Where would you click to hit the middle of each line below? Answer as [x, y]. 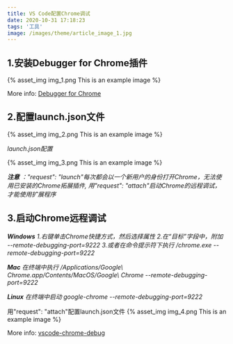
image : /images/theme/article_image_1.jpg [70, 33]
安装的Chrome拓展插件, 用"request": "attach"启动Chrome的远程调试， [120, 186]
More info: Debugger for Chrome [54, 94]
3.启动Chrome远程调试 [57, 219]
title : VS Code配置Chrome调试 [49, 14]
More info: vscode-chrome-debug [56, 333]
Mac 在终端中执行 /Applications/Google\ [65, 267]
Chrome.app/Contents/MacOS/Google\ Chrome [75, 275]
